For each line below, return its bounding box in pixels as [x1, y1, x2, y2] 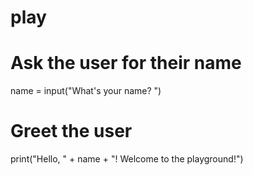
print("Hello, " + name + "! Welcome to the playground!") [10, 153, 244, 165]
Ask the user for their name [10, 52, 242, 75]
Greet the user [10, 120, 133, 143]
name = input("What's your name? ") [10, 85, 162, 97]
